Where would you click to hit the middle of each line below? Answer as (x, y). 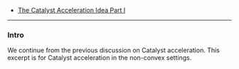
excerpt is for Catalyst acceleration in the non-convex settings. (100, 58)
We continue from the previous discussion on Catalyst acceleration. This (114, 50)
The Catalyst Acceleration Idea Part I (71, 10)
